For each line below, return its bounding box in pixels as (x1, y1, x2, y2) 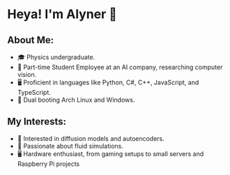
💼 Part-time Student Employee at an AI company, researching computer (17, 63, 223, 71)
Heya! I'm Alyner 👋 (7, 6, 117, 22)
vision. (17, 70, 37, 79)
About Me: (7, 34, 54, 46)
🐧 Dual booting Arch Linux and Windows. (17, 96, 135, 104)
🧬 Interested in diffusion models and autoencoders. (17, 134, 165, 142)
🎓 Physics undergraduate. (17, 53, 95, 61)
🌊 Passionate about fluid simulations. (17, 142, 123, 150)
